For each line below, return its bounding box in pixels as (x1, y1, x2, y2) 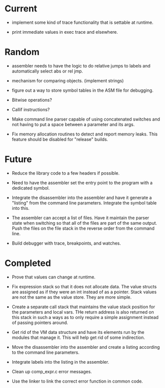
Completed (4, 258, 51, 268)
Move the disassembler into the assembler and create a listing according (11, 344, 160, 350)
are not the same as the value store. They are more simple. (11, 294, 132, 300)
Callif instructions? (11, 106, 50, 112)
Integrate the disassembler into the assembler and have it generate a (11, 194, 152, 200)
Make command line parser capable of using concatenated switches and (11, 116, 160, 122)
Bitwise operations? (11, 97, 52, 103)
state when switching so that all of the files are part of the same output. (11, 220, 158, 226)
